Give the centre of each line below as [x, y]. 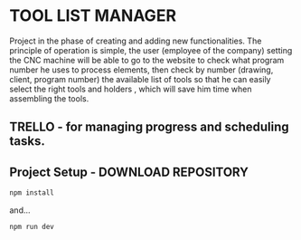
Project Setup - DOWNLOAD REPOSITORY [129, 172]
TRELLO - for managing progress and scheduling [149, 127]
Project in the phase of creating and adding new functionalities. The [136, 41]
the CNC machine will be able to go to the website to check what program [147, 60]
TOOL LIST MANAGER [93, 16]
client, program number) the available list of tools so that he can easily [140, 79]
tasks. [27, 141]
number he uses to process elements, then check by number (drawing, [141, 70]
